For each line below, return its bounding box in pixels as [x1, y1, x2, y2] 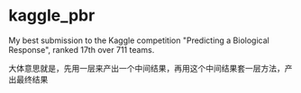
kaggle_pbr [8, 5, 96, 26]
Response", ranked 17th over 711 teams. [8, 44, 155, 55]
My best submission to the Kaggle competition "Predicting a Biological [8, 35, 269, 46]
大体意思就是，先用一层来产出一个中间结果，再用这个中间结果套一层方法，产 [8, 63, 293, 73]
